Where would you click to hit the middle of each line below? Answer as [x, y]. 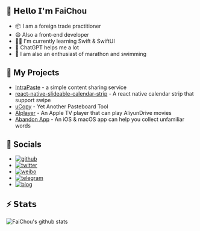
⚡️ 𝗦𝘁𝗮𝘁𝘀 [22, 204]
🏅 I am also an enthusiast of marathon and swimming [80, 54]
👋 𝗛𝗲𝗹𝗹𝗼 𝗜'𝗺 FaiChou [47, 11]
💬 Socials [24, 145]
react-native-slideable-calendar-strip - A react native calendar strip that [104, 93]
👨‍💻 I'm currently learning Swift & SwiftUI [65, 41]
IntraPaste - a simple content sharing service [71, 87]
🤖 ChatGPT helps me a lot [47, 47]
